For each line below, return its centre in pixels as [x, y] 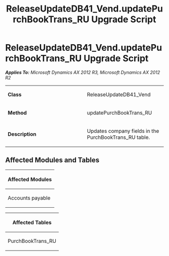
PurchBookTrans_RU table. [118, 137]
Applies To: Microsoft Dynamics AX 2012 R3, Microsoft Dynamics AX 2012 [83, 72]
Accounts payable [29, 198]
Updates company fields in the [123, 131]
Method [17, 113]
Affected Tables [32, 222]
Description [22, 134]
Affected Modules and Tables [52, 160]
